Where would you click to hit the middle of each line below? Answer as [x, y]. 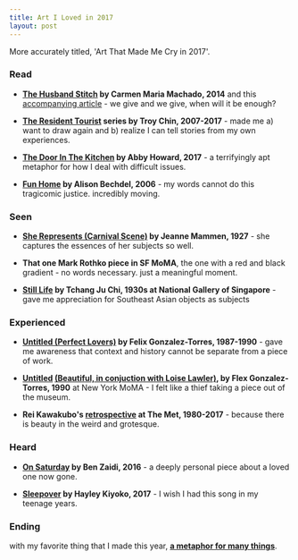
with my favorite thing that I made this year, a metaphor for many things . [144, 546]
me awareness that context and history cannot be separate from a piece [155, 352]
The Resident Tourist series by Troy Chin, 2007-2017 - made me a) [148, 121]
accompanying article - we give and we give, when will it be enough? [149, 103]
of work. [37, 361]
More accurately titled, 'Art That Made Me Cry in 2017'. [110, 51]
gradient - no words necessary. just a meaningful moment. [130, 273]
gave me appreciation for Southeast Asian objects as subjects [136, 300]
